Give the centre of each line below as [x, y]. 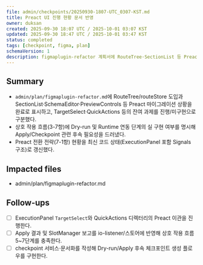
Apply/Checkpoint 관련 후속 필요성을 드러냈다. [70, 134]
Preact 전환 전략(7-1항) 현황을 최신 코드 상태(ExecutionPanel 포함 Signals [103, 142]
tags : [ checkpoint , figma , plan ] [48, 46]
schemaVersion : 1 [28, 51]
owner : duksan [24, 23]
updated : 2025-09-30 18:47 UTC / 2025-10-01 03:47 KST [77, 34]
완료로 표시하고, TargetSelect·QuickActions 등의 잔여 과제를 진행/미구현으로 [105, 112]
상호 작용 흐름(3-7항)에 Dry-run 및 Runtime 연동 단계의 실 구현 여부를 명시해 [105, 127]
